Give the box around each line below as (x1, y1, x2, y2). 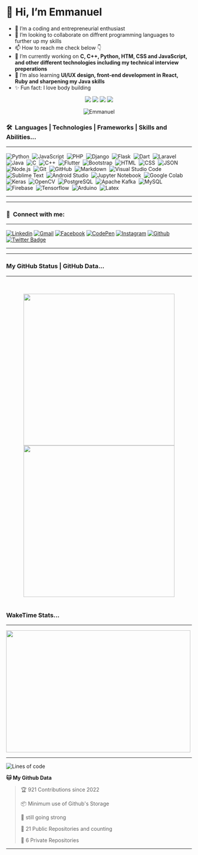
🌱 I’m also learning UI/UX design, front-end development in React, (14, 71, 179, 79)
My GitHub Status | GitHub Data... (6, 262, 105, 270)
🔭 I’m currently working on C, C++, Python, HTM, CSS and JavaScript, (14, 53, 187, 60)
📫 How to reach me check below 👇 (14, 44, 102, 51)
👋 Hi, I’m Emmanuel (6, 5, 103, 19)
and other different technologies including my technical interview (14, 59, 179, 66)
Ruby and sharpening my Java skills (14, 78, 105, 85)
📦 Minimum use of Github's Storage (20, 800, 110, 807)
